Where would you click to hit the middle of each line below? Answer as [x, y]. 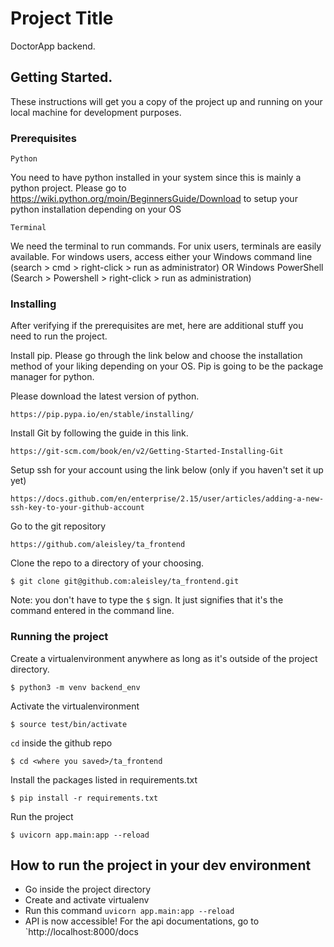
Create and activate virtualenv [87, 900]
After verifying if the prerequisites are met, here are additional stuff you [157, 326]
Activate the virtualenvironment [75, 706]
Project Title [62, 18]
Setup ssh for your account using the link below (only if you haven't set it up [167, 470]
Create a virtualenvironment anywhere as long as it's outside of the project [164, 658]
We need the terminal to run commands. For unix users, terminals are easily [166, 246]
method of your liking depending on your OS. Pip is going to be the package [167, 366]
